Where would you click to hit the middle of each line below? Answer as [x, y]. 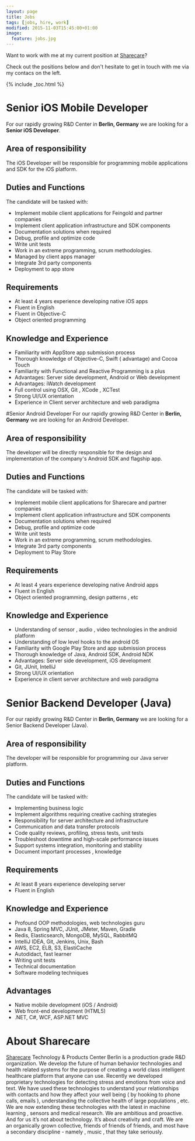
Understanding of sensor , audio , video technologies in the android [95, 629]
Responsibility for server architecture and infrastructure [81, 820]
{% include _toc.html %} [35, 84]
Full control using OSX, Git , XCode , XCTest [67, 390]
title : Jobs [20, 17]
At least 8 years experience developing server [70, 884]
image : [14, 33]
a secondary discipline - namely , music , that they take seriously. [85, 1132]
